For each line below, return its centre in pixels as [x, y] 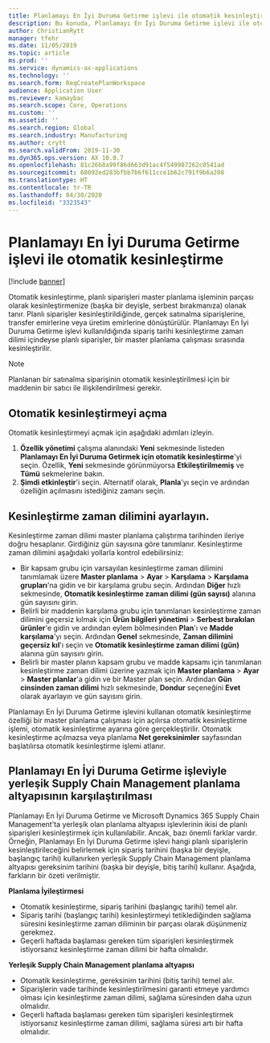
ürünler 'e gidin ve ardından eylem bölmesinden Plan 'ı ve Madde [127, 628]
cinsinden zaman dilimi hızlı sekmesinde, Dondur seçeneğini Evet [130, 688]
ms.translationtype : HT [48, 180]
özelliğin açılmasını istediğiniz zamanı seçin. [93, 491]
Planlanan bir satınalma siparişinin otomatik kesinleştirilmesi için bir [119, 379]
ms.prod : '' [28, 61]
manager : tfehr [34, 38]
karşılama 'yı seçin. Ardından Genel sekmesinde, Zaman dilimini [127, 636]
